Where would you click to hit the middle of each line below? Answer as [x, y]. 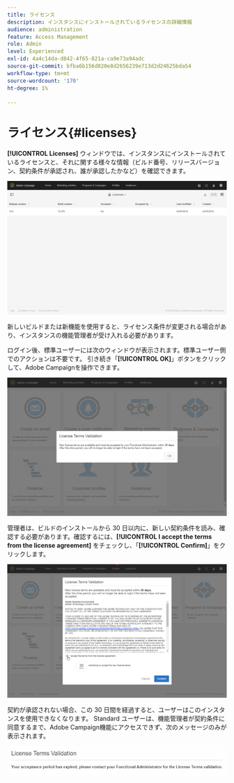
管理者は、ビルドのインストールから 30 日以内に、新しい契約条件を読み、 [113, 528]
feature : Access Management [48, 37]
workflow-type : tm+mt [39, 73]
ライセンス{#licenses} [72, 133]
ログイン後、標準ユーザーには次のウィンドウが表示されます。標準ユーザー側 [117, 350]
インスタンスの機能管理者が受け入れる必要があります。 [98, 335]
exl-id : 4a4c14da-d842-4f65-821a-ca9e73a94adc [76, 59]
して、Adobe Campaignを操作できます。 [65, 367]
